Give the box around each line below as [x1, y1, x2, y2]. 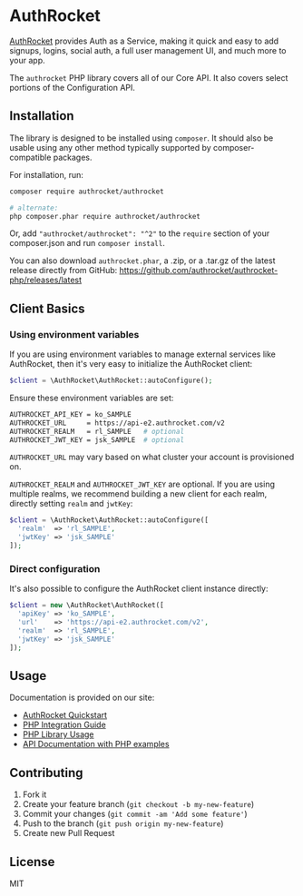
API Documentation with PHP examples [22, 739, 170, 750]
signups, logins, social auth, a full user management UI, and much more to [9, 44, 287, 55]
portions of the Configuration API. [9, 82, 136, 93]
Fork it [22, 789, 47, 800]
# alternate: [9, 203, 59, 212]
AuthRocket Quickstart [22, 710, 107, 721]
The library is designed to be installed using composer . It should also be [9, 133, 274, 143]
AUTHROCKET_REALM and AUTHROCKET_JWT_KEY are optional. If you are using [9, 478, 275, 490]
